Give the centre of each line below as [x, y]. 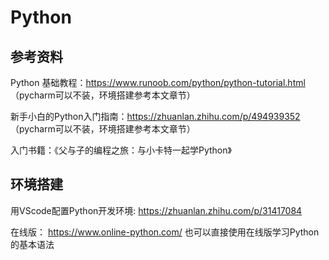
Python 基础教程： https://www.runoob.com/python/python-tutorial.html [158, 82]
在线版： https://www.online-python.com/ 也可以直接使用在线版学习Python [165, 232]
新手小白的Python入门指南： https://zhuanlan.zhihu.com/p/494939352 [155, 116]
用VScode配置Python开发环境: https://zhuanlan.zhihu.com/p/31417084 [156, 210]
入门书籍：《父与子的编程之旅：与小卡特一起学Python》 [121, 150]
